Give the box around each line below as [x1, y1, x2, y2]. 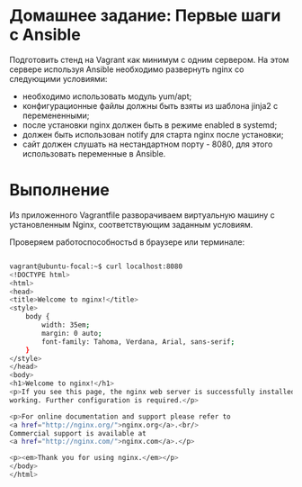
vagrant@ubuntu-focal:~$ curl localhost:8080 [9, 262, 182, 271]
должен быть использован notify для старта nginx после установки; [22, 129, 284, 140]
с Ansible [9, 24, 81, 45]
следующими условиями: [9, 73, 108, 84]
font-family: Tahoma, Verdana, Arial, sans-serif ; [41, 337, 235, 347]
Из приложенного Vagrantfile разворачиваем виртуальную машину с [9, 209, 276, 221]
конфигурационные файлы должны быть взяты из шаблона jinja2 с [22, 100, 279, 111]
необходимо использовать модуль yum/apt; [22, 91, 192, 102]
